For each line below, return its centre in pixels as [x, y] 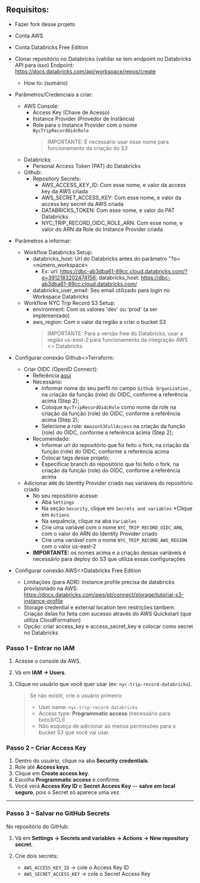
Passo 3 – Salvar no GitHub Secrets [58, 813]
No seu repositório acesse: [65, 495]
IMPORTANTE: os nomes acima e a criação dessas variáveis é [109, 553]
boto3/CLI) [52, 720]
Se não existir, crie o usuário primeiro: [76, 695]
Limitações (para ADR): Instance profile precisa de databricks [99, 582]
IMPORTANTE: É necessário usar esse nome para [108, 142]
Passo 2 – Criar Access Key [46, 748]
